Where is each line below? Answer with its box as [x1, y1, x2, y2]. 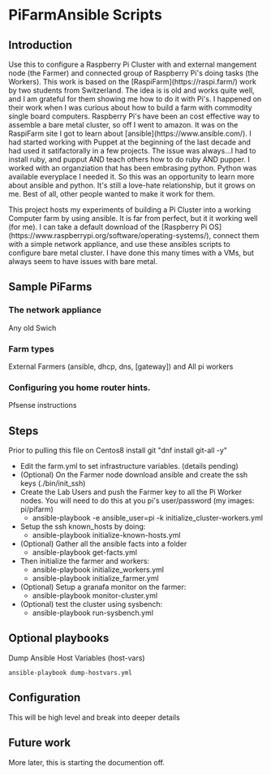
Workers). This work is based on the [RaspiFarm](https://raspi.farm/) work [8, 77, 257, 86]
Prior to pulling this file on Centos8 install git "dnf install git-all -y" [8, 445, 228, 456]
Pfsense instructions [8, 400, 77, 410]
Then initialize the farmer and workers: [19, 556, 150, 566]
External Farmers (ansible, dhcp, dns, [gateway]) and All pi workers [8, 362, 234, 371]
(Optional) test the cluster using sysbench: [19, 600, 163, 609]
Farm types [8, 343, 54, 354]
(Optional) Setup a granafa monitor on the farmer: [19, 582, 187, 592]
